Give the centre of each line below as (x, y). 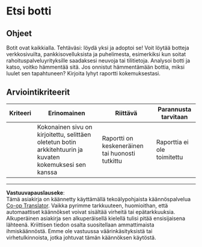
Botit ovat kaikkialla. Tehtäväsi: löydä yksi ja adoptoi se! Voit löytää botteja (98, 48)
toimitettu (170, 157)
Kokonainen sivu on (65, 127)
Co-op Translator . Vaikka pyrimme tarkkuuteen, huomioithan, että (87, 205)
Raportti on (118, 138)
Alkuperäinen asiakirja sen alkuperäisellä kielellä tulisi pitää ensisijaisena (96, 218)
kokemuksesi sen (61, 164)
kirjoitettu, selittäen (64, 134)
